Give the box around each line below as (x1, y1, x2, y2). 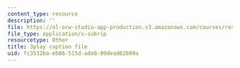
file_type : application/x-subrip (7, 30, 107, 38)
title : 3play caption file (7, 43, 88, 50)
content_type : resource (7, 10, 79, 18)
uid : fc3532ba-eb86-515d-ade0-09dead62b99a (7, 50, 139, 57)
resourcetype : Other (7, 37, 69, 44)
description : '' (7, 17, 56, 24)
